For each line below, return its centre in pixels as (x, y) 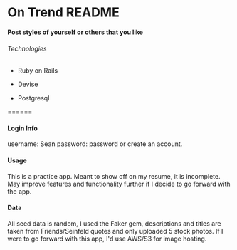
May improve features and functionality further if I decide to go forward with (119, 184)
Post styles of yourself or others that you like (75, 32)
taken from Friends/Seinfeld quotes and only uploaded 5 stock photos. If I (115, 231)
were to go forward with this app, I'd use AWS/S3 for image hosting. (107, 239)
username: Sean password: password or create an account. (95, 144)
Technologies (27, 48)
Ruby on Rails (38, 71)
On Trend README (63, 12)
